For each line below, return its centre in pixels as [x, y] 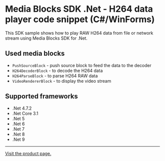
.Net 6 [18, 124]
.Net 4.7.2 [22, 108]
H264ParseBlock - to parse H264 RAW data [55, 76]
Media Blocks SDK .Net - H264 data [79, 9]
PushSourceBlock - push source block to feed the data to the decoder [82, 65]
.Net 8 [18, 134]
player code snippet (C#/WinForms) [80, 19]
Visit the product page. [28, 153]
